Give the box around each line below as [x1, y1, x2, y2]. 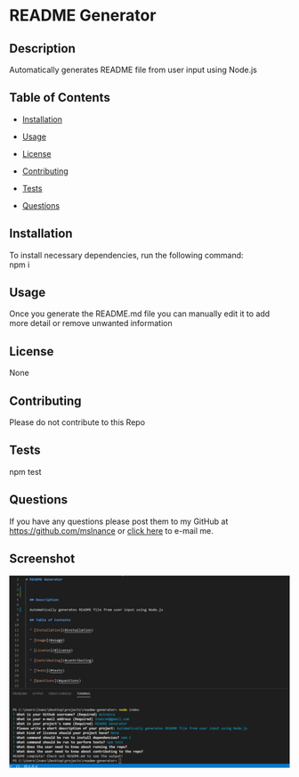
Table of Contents [9, 90, 111, 105]
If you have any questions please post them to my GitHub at [9, 516, 229, 527]
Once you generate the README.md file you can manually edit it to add [9, 308, 271, 319]
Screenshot [9, 552, 76, 567]
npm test [9, 466, 42, 477]
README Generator [9, 5, 157, 26]
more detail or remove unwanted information [9, 318, 173, 329]
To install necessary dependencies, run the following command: [9, 249, 244, 260]
